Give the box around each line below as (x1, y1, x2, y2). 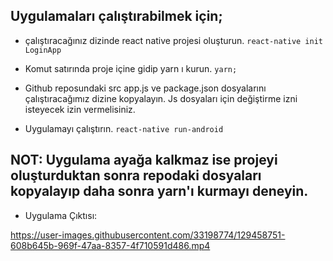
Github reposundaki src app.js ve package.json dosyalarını (24, 82, 267, 94)
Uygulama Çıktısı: (24, 209, 98, 221)
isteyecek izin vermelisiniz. (24, 103, 136, 115)
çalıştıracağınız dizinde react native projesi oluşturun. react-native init (24, 34, 323, 46)
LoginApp (24, 45, 62, 55)
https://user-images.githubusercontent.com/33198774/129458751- (10, 229, 286, 241)
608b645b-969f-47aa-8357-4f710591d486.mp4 (10, 239, 211, 251)
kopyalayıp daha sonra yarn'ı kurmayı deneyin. (10, 183, 309, 200)
